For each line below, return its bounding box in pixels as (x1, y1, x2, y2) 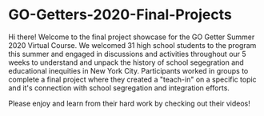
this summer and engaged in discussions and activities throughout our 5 (8, 49, 246, 58)
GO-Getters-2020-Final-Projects (8, 6, 232, 24)
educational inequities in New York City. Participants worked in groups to (8, 66, 249, 75)
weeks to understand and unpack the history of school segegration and (8, 58, 244, 67)
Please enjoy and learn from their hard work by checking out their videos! (8, 98, 250, 108)
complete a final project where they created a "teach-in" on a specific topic (8, 74, 258, 84)
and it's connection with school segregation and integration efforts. (8, 82, 230, 93)
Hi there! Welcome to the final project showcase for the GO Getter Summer (8, 32, 255, 42)
